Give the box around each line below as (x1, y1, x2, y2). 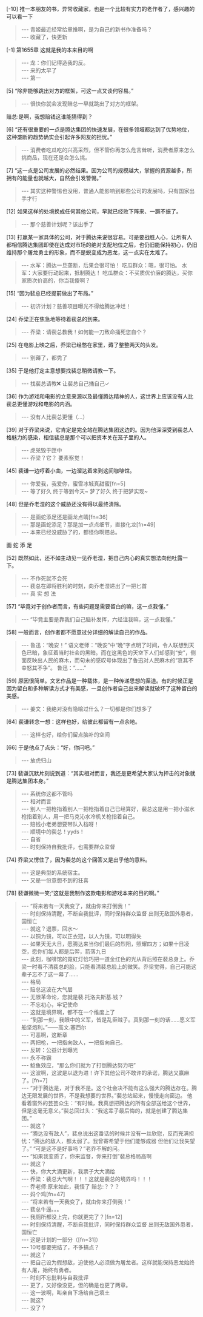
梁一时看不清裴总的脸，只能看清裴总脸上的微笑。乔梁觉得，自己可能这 (21, 963, 197, 970)
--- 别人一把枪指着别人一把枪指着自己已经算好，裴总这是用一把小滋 (21, 806, 190, 812)
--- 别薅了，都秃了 (21, 354, 68, 361)
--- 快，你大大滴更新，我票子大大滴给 (21, 1168, 116, 1175)
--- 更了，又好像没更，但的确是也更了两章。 (21, 1282, 131, 1288)
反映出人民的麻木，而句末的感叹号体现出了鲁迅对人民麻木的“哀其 (26, 657, 188, 664)
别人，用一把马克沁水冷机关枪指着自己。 (37, 813, 138, 820)
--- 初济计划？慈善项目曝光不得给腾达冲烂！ (21, 303, 131, 309)
